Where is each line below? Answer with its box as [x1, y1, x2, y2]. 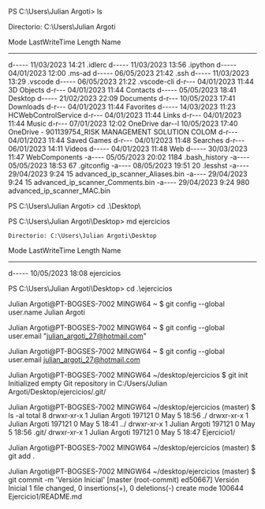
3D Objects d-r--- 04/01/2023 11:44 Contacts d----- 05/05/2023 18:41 [8, 85, 237, 94]
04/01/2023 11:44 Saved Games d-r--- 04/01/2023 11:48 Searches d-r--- [8, 136, 245, 145]
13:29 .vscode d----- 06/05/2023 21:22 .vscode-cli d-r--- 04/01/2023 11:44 [8, 77, 255, 86]
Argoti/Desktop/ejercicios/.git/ [8, 387, 106, 396]
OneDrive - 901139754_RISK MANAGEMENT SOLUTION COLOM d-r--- [8, 127, 238, 137]
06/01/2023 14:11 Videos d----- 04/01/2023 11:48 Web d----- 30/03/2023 [8, 144, 248, 153]
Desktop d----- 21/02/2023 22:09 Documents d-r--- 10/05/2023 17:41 [8, 94, 236, 103]
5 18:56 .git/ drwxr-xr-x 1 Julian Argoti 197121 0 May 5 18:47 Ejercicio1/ [8, 428, 236, 437]
